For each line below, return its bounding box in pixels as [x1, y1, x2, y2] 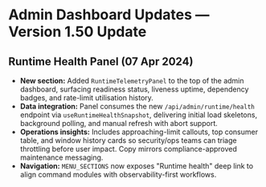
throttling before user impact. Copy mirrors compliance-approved [19, 144, 237, 153]
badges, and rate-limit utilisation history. [19, 93, 154, 102]
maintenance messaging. [19, 152, 104, 162]
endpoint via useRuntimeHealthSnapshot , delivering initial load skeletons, [19, 110, 258, 120]
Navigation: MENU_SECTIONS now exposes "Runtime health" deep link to [19, 161, 254, 170]
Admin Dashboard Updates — [8, 6, 211, 24]
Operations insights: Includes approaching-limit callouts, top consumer [19, 127, 259, 136]
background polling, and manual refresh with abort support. [19, 119, 219, 128]
